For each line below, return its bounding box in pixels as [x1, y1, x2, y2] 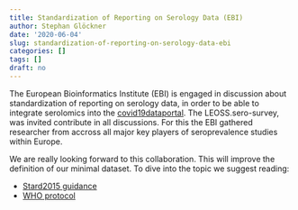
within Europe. [9, 136, 63, 147]
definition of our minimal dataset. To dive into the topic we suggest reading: [9, 163, 290, 174]
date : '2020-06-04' [9, 30, 83, 39]
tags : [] [9, 55, 42, 64]
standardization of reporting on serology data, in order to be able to [9, 97, 259, 108]
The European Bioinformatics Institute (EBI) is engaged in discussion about [9, 87, 286, 99]
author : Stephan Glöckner [9, 22, 106, 31]
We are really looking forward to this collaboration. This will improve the [9, 153, 275, 164]
